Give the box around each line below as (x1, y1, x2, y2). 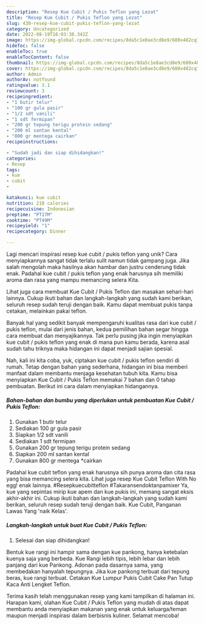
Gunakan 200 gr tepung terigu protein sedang (15, 444, 131, 451)
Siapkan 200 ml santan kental (15, 450, 90, 457)
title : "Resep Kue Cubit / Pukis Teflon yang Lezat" (6, 15, 143, 21)
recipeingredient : (6, 94, 53, 100)
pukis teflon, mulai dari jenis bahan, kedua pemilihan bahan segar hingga (6, 326, 189, 333)
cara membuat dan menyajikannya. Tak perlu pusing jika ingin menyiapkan (6, 332, 192, 339)
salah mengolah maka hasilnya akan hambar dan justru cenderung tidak (6, 264, 186, 270)
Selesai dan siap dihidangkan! (15, 536, 90, 544)
